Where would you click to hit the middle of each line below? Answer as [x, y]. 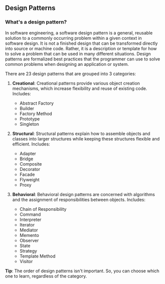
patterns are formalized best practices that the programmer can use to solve [82, 59]
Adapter [28, 153]
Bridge [26, 159]
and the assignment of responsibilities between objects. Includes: [79, 199]
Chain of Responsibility [43, 209]
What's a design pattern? [36, 22]
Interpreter [31, 219]
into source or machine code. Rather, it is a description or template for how [81, 48]
